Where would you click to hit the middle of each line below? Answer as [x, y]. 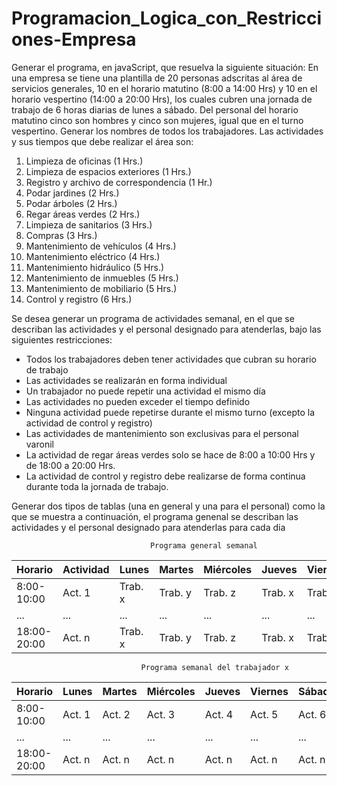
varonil [39, 444]
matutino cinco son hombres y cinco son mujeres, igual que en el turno [157, 120]
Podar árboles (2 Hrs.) [71, 203]
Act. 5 [264, 714]
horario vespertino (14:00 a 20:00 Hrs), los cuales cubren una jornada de [162, 99]
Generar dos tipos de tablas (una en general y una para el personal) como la [168, 506]
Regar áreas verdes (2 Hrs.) [83, 214]
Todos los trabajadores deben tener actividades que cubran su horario [171, 359]
